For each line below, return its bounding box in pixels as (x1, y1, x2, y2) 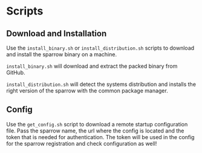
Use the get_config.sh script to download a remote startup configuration (6, 120, 188, 128)
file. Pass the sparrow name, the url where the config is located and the (6, 127, 184, 134)
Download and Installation (6, 28, 107, 39)
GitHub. (6, 69, 25, 76)
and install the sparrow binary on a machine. (6, 51, 117, 58)
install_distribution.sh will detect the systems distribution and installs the (6, 80, 197, 88)
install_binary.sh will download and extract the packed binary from (6, 62, 178, 70)
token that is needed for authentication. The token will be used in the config (6, 133, 195, 140)
